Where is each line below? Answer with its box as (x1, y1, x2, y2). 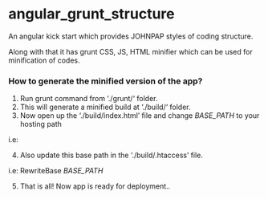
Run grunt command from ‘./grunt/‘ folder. (19, 94, 158, 104)
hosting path (19, 120, 63, 129)
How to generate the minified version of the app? (8, 75, 203, 87)
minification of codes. (8, 55, 80, 65)
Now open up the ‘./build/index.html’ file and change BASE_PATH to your (19, 111, 260, 120)
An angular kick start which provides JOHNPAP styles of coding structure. (8, 31, 254, 41)
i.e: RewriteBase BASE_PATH (8, 166, 104, 176)
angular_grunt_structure (8, 5, 175, 23)
